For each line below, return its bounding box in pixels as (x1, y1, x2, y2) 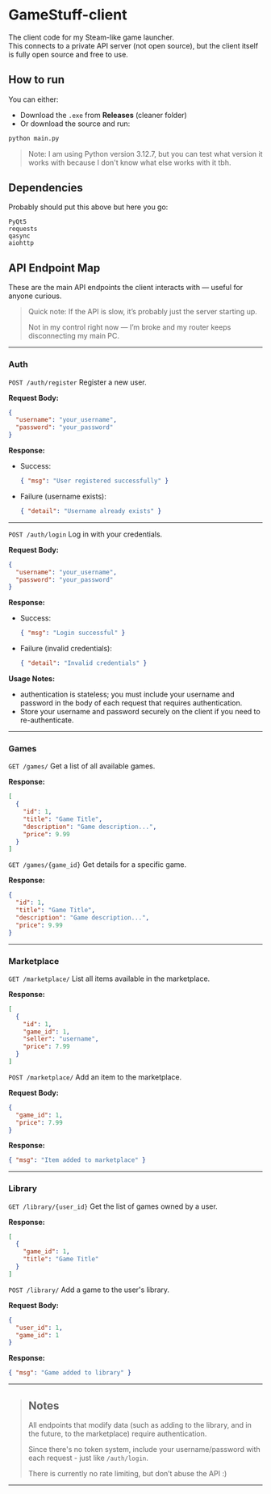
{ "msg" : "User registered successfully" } (19, 477, 169, 486)
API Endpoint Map (8, 261, 101, 275)
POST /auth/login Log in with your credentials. (8, 529, 163, 539)
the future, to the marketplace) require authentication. (27, 1429, 207, 1438)
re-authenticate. (19, 715, 74, 725)
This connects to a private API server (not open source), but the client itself (8, 40, 259, 50)
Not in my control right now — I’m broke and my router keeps (27, 322, 231, 332)
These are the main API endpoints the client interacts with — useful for (8, 283, 244, 292)
